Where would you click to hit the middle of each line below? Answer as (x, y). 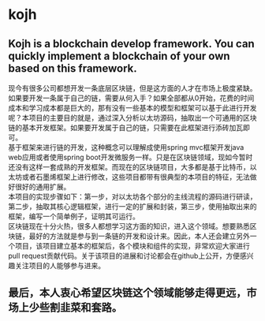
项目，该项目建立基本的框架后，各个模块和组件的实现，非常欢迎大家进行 (132, 246)
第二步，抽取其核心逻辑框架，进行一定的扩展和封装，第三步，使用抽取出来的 (132, 206)
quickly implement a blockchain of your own (119, 56)
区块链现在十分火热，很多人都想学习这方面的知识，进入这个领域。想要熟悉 (129, 226)
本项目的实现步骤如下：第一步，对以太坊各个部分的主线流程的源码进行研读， (132, 196)
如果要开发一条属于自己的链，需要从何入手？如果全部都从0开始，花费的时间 (131, 98)
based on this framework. (73, 68)
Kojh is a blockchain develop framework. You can (131, 44)
